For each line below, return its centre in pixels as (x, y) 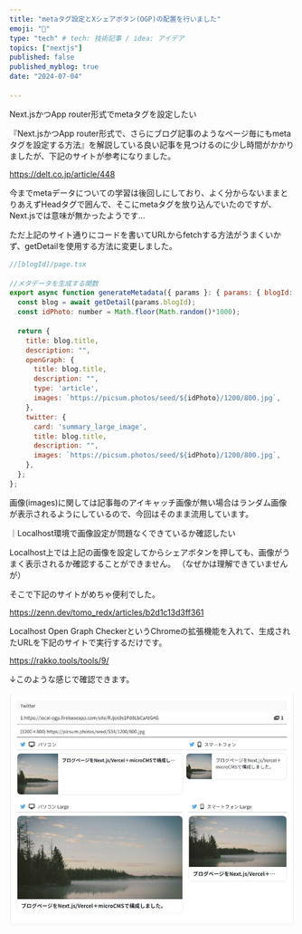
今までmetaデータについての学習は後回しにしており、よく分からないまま (145, 193)
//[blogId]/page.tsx (48, 264)
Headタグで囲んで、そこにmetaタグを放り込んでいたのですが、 (158, 204)
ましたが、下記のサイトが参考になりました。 (93, 156)
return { (34, 331)
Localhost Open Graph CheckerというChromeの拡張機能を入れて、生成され (150, 631)
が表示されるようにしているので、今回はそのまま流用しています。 (132, 514)
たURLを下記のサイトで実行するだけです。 (88, 642)
